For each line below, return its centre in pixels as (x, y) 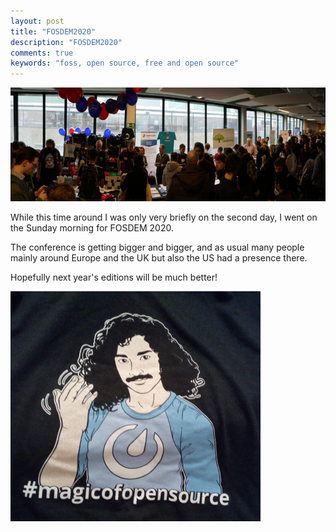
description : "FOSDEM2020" (66, 42)
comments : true (42, 53)
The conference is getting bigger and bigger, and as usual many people (157, 247)
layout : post (37, 21)
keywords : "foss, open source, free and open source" (125, 63)
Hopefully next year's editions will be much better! (114, 277)
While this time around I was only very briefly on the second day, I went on (164, 217)
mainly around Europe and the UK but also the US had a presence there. (159, 258)
